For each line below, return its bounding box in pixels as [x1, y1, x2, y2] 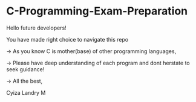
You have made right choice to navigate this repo [6, 36, 129, 43]
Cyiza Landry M [6, 89, 46, 96]
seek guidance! [6, 65, 45, 73]
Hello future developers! [6, 24, 67, 31]
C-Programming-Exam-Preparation [6, 4, 188, 18]
